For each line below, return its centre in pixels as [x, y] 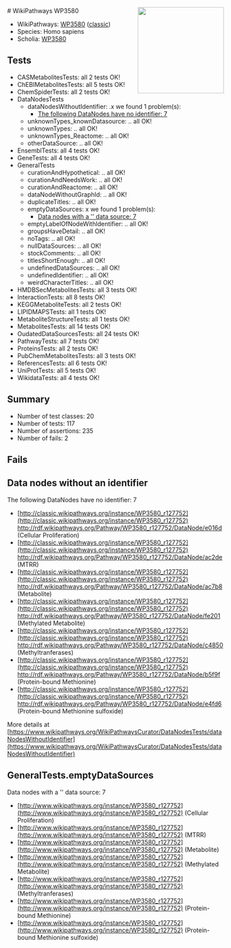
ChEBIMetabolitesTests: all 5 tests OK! [71, 84]
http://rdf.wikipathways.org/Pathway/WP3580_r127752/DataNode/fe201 [119, 615]
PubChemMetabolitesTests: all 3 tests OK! [76, 355]
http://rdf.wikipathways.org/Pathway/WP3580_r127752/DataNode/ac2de [120, 557]
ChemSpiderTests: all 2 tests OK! [64, 92]
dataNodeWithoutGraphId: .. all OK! [77, 194]
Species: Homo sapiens [51, 31]
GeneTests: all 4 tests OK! [54, 157]
